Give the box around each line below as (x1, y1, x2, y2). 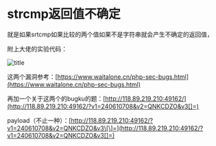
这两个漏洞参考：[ (7, 73, 58, 81)
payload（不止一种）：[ (7, 116, 71, 124)
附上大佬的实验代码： (7, 45, 67, 53)
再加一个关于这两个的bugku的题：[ (7, 94, 106, 103)
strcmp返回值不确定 (7, 6, 121, 22)
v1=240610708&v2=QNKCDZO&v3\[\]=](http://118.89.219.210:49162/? (7, 124, 204, 132)
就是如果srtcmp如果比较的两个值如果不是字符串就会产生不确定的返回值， (7, 30, 214, 38)
